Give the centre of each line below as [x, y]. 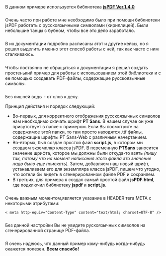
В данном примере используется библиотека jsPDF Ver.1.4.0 [70, 7]
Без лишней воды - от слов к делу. [42, 96]
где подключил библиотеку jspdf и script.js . [59, 185]
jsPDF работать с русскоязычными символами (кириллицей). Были [77, 25]
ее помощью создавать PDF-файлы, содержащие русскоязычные [75, 78]
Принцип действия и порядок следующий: [50, 106]
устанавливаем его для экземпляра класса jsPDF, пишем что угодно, [86, 169]
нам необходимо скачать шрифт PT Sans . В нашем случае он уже [83, 121]
